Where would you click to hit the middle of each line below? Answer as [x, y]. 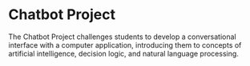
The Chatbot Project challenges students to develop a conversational [122, 37]
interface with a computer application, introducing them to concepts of [125, 45]
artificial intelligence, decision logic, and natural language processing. [123, 53]
